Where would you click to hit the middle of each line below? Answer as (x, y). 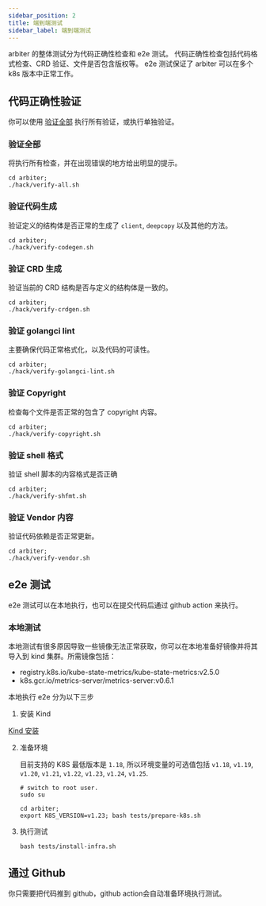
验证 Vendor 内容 (41, 517)
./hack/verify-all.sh (44, 185)
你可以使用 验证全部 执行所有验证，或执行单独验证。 (93, 122)
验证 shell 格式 (36, 455)
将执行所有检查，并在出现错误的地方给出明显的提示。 (95, 163)
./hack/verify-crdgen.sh (49, 310)
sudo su (32, 795)
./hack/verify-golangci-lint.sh (61, 372)
